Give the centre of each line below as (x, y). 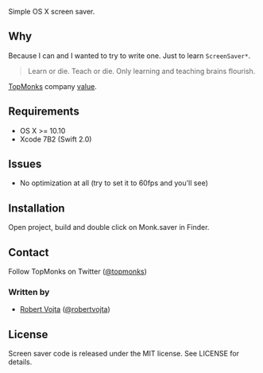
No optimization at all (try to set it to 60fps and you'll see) (114, 183)
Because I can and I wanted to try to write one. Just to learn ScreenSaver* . (130, 56)
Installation (37, 208)
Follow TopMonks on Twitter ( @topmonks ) (77, 272)
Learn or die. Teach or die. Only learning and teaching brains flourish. (141, 71)
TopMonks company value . (52, 86)
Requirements (44, 112)
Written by (29, 292)
